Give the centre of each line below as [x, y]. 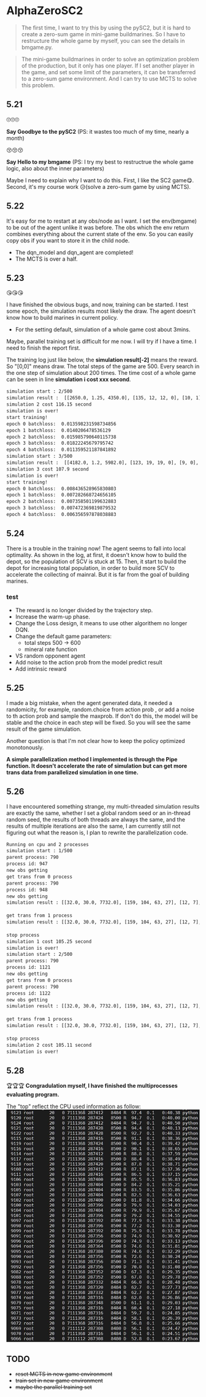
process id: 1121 [29, 968]
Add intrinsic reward [41, 669]
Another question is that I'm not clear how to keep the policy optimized [96, 741]
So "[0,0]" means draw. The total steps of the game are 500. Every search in [103, 366]
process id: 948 [27, 890]
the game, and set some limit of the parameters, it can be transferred [109, 72]
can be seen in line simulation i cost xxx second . [69, 379]
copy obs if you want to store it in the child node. [68, 241]
